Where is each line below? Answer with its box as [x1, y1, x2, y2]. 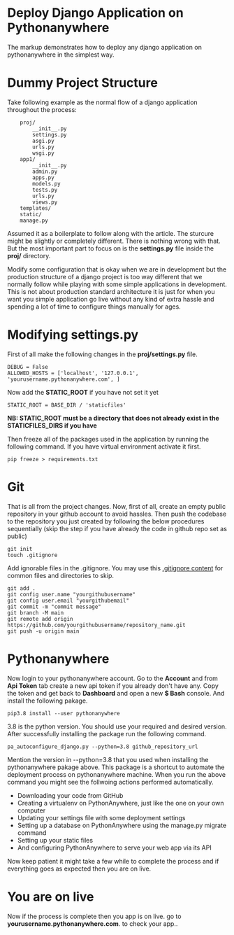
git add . [7, 584, 36, 592]
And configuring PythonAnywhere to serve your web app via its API [17, 843, 212, 852]
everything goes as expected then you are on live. [7, 864, 152, 873]
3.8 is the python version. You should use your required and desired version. [7, 722, 227, 731]
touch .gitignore [7, 551, 58, 558]
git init [7, 545, 33, 552]
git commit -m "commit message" [7, 603, 101, 610]
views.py [32, 198, 58, 206]
